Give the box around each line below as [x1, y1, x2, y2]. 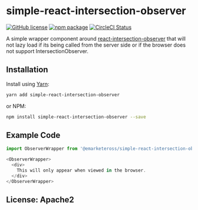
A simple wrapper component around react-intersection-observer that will [6, 35, 186, 42]
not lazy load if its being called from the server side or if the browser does [6, 41, 186, 48]
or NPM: [6, 102, 27, 110]
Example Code [6, 130, 61, 140]
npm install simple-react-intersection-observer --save [6, 114, 146, 120]
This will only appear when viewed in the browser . [16, 167, 146, 173]
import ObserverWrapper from [6, 146, 78, 152]
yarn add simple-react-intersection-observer [6, 91, 120, 98]
